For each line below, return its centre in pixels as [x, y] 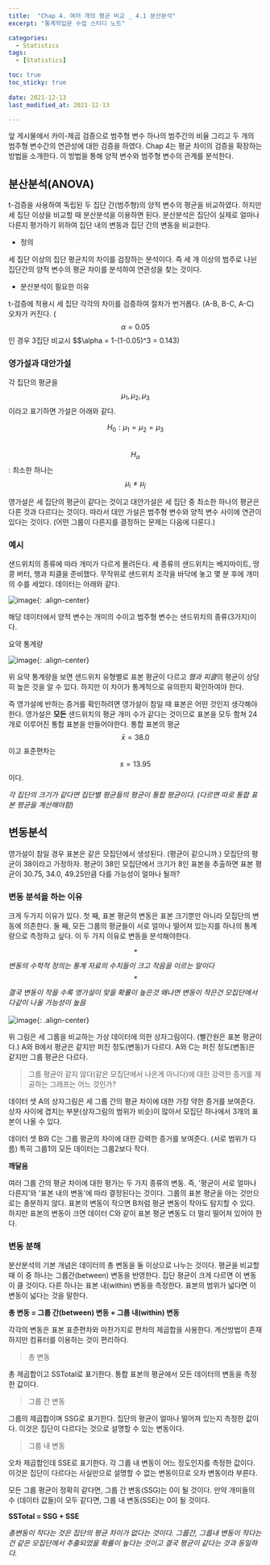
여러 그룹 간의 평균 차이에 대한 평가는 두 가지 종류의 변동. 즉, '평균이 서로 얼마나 [133, 1183]
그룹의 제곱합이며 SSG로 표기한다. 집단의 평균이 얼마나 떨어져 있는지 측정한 [126, 1419]
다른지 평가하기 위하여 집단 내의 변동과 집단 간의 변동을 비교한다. [110, 225]
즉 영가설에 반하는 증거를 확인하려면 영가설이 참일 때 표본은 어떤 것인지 [119, 703]
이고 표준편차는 [32, 750]
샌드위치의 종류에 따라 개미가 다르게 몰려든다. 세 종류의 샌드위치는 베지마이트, [130, 563]
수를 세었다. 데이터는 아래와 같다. [68, 584]
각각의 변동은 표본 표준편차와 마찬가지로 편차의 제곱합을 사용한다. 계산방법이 [128, 1330]
